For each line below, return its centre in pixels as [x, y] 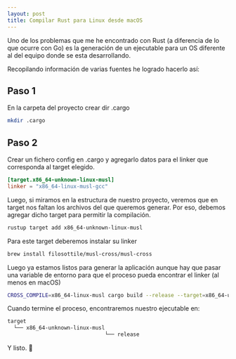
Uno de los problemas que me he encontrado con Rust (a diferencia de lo [113, 40]
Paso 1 [22, 91]
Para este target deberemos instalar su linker [72, 241]
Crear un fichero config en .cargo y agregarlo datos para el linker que [108, 159]
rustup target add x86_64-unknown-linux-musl [75, 228]
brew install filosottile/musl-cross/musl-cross [80, 254]
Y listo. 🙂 [20, 348]
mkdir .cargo [26, 121]
